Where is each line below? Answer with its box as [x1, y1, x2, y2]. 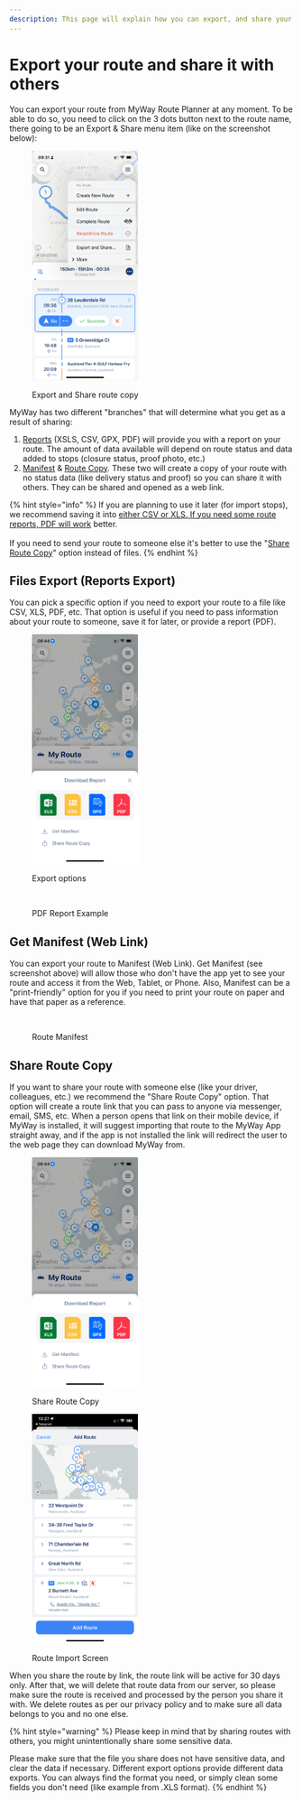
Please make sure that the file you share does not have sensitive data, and [9, 1753, 286, 1764]
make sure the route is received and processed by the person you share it [9, 1689, 284, 1700]
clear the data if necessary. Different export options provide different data [9, 1763, 284, 1773]
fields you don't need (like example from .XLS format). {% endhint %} [9, 1782, 268, 1792]
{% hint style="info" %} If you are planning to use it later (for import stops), [9, 499, 288, 510]
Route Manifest [32, 1032, 88, 1043]
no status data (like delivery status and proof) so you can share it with [22, 472, 282, 483]
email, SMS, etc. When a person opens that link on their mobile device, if [9, 1110, 279, 1121]
